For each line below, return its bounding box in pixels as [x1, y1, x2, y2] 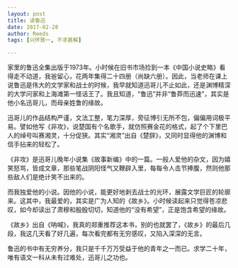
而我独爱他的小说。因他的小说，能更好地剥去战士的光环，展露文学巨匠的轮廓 [7, 188, 231, 197]
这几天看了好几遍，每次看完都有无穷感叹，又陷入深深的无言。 [25, 229, 206, 238]
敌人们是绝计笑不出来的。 [13, 173, 89, 181]
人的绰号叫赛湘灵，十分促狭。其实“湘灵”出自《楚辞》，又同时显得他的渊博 [7, 132, 221, 140]
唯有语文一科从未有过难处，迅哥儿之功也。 [7, 253, 132, 262]
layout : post [7, 10, 46, 18]
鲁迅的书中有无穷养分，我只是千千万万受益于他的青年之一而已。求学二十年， [7, 245, 231, 253]
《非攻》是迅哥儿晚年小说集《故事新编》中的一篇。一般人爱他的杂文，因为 [7, 155, 225, 163]
